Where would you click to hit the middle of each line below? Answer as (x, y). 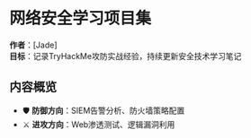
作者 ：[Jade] (33, 45)
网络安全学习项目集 (81, 18)
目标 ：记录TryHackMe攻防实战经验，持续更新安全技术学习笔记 (126, 56)
